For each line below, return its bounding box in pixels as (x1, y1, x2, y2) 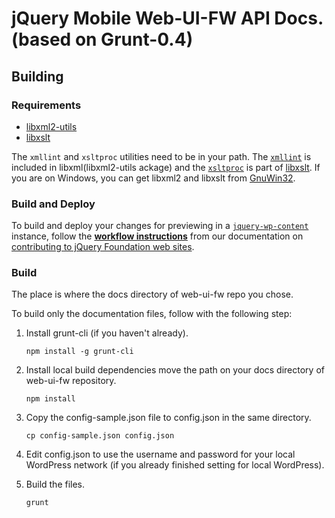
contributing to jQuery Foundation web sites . (11, 241, 195, 253)
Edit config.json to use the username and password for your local (25, 448, 296, 461)
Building (11, 68, 64, 85)
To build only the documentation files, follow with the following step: (11, 308, 293, 320)
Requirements (11, 98, 82, 112)
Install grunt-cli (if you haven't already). (25, 327, 189, 339)
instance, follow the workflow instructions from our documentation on (11, 230, 304, 242)
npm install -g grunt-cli (25, 347, 134, 357)
